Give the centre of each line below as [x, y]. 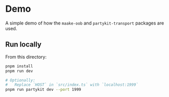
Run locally [24, 45]
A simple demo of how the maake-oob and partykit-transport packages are [85, 23]
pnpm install [19, 66]
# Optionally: [20, 80]
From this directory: [26, 57]
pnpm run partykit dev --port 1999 [43, 90]
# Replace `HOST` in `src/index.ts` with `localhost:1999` [72, 85]
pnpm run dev [19, 71]
